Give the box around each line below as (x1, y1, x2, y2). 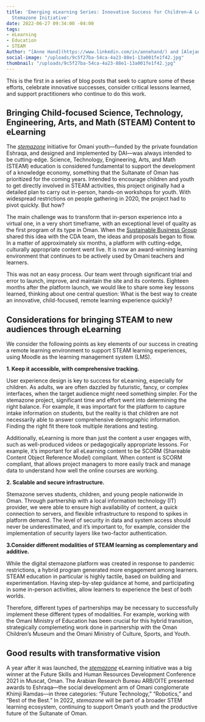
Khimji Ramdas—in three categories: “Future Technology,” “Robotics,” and (6, 690, 192, 698)
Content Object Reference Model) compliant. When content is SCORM (6, 454, 182, 461)
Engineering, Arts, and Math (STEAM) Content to (6, 117, 196, 127)
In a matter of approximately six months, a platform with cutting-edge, (6, 239, 182, 247)
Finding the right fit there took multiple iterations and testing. (6, 423, 159, 430)
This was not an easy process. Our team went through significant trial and (6, 270, 192, 278)
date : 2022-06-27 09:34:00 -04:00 (6, 20, 95, 26)
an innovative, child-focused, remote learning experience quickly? (6, 297, 173, 304)
